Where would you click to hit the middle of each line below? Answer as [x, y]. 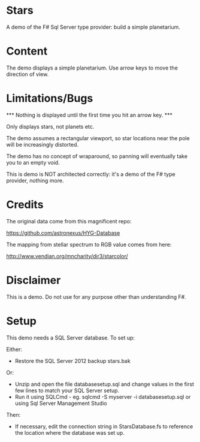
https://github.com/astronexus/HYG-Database [63, 233]
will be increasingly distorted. [43, 144]
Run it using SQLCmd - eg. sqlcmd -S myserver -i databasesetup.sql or [103, 396]
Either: [14, 349]
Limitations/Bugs [50, 99]
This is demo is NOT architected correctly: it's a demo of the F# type [91, 174]
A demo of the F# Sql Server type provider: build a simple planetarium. [93, 27]
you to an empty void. [33, 162]
